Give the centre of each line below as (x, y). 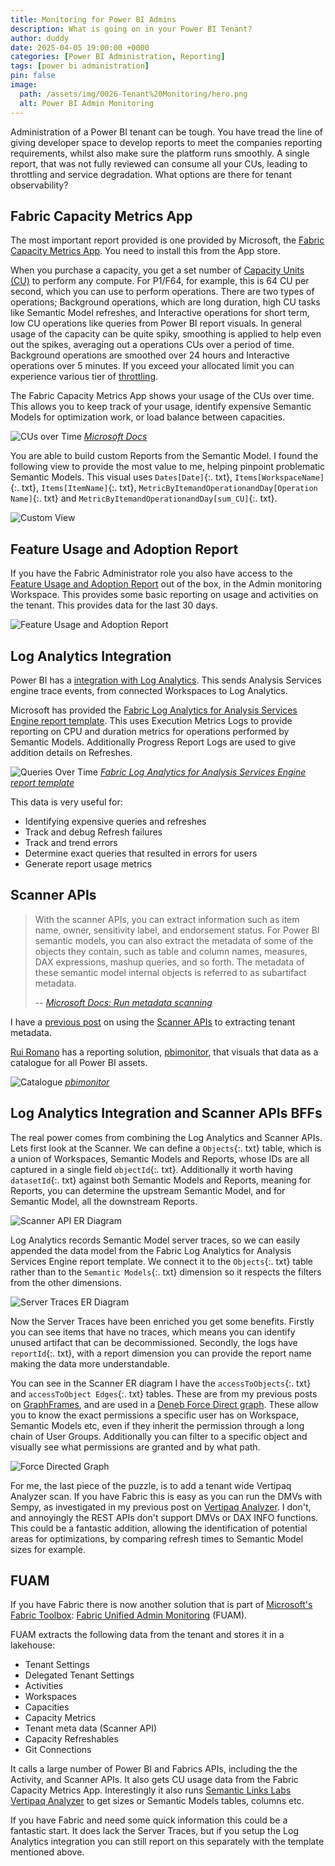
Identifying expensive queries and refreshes (115, 821)
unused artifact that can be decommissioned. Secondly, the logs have (154, 1342)
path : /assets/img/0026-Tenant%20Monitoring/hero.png (133, 94)
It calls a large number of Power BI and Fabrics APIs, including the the (154, 1769)
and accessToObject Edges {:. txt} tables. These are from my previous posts (164, 1393)
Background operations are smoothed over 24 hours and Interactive (150, 355)
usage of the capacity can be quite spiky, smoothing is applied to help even (166, 334)
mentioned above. (47, 1852)
